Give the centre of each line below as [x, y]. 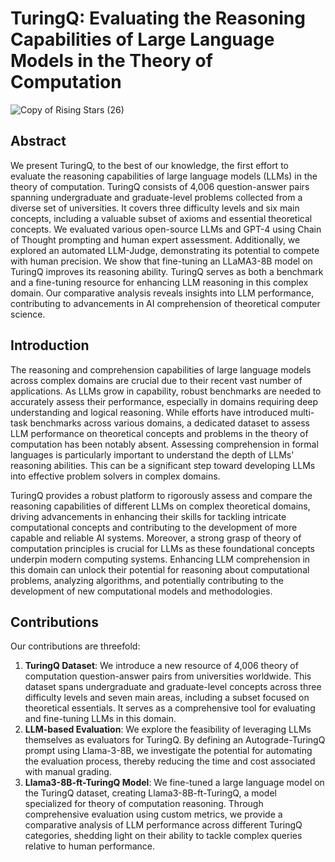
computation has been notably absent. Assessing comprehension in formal [164, 444]
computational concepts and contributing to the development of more [154, 527]
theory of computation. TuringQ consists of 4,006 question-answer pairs [160, 186]
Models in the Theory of [111, 61]
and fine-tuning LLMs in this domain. [100, 719]
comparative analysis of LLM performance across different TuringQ [163, 825]
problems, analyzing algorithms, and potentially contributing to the [147, 580]
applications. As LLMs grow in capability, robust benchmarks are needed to [166, 391]
